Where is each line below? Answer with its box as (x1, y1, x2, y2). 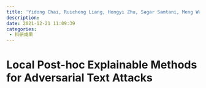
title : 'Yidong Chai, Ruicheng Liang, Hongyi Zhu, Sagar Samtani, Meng (6, 9, 193, 15)
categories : (6, 26, 37, 32)
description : (6, 15, 40, 21)
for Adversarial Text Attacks (6, 71, 153, 85)
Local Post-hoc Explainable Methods (6, 58, 197, 72)
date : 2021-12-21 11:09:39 (6, 20, 75, 26)
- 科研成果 (9, 32, 34, 38)
